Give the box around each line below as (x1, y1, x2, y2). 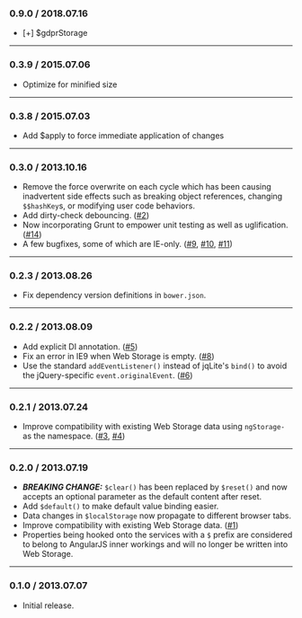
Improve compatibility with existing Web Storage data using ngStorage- (22, 421, 286, 432)
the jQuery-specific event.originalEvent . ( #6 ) (22, 369, 193, 380)
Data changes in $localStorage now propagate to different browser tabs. (22, 510, 292, 521)
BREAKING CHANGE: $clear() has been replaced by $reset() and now (22, 481, 288, 492)
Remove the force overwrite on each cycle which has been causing (22, 181, 271, 192)
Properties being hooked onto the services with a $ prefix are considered (22, 529, 293, 541)
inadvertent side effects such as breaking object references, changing (22, 191, 283, 202)
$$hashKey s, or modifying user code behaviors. (22, 200, 196, 211)
